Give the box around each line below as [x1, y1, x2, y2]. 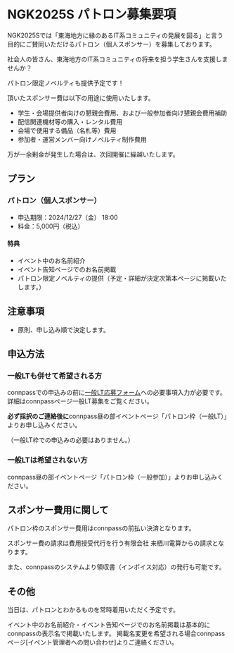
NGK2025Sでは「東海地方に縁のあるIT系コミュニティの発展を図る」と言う [7, 31, 223, 39]
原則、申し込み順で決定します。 [17, 325, 110, 334]
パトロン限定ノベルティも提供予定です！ [7, 78, 124, 87]
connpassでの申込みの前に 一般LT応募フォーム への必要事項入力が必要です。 [7, 389, 227, 397]
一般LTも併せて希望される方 [7, 371, 102, 381]
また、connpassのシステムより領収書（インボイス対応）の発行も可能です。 [7, 563, 226, 571]
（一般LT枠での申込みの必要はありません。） [7, 436, 135, 444]
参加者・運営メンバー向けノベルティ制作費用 [17, 135, 147, 143]
